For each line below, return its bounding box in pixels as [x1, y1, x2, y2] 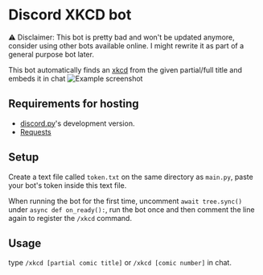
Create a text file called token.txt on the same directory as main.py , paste [8, 172, 253, 181]
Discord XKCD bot [8, 6, 132, 24]
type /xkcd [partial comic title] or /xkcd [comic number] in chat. [8, 258, 232, 268]
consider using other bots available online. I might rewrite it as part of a [8, 40, 245, 50]
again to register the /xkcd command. [8, 213, 133, 223]
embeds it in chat [8, 73, 66, 83]
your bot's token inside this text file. [8, 180, 127, 190]
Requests [19, 127, 51, 136]
